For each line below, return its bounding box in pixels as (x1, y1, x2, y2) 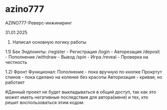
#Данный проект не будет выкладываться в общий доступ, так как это (5, 89, 157, 95)
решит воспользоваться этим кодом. (5, 99, 85, 105)
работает (5, 79, 25, 85)
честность (5, 59, 27, 65)
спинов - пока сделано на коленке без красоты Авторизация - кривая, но (5, 74, 163, 80)
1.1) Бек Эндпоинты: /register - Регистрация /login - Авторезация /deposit (5, 49, 160, 55)
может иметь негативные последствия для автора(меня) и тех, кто (5, 94, 149, 100)
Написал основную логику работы (12, 39, 86, 45)
